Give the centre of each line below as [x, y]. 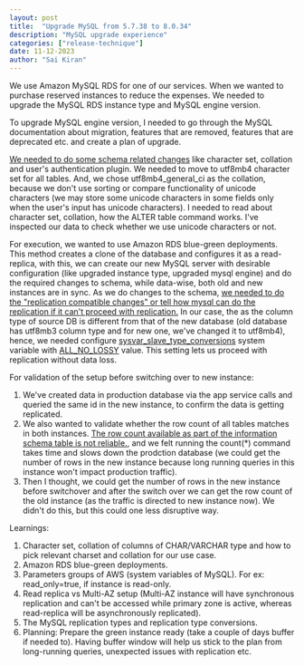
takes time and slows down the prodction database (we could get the [151, 453]
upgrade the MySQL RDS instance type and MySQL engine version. [135, 105]
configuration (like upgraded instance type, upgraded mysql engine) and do [151, 273]
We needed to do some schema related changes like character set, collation [151, 159]
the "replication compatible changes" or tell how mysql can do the [133, 302]
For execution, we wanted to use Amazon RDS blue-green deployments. [144, 244]
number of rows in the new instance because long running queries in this [158, 462]
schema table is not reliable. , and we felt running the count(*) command [157, 443]
